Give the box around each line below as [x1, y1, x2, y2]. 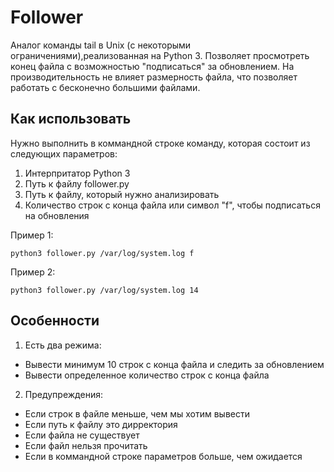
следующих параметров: [10, 147, 118, 160]
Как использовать [10, 111, 132, 128]
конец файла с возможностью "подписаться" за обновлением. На [10, 60, 295, 72]
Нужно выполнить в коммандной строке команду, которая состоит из [10, 137, 311, 149]
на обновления [24, 209, 90, 221]
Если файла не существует [24, 429, 140, 441]
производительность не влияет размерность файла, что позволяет [10, 71, 298, 83]
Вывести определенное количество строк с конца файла [24, 369, 270, 381]
